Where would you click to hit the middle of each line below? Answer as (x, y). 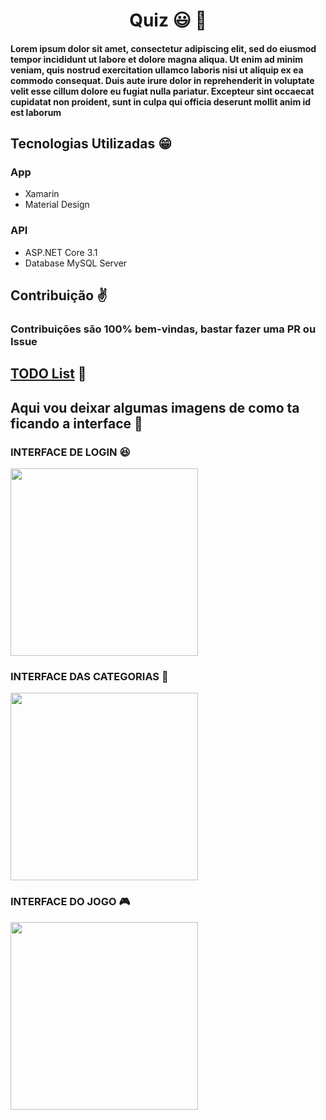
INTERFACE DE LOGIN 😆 (70, 452)
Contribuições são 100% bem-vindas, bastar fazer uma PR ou (163, 329)
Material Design (57, 205)
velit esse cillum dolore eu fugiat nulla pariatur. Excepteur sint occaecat (162, 91)
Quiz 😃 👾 (168, 20)
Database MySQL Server (76, 263)
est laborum (36, 112)
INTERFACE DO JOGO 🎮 (70, 902)
